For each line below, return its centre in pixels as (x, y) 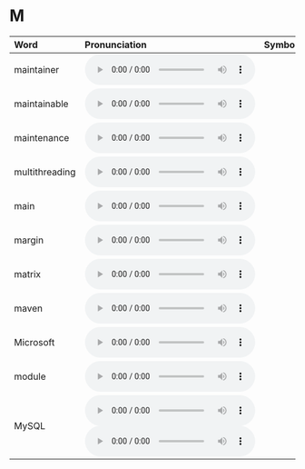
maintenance (42, 137)
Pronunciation (116, 45)
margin (29, 240)
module (30, 376)
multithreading (45, 172)
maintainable (41, 104)
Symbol (280, 45)
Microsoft (34, 342)
